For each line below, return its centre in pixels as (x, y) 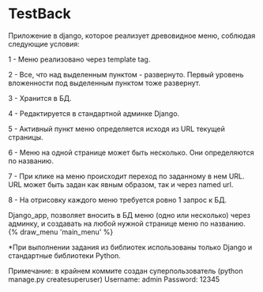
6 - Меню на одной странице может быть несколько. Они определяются (131, 152)
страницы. (26, 137)
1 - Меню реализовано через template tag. (79, 59)
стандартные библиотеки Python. (64, 255)
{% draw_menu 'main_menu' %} (61, 232)
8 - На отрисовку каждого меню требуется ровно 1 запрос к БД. (118, 200)
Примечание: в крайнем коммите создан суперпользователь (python (126, 271)
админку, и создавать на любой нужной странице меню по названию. (127, 223)
